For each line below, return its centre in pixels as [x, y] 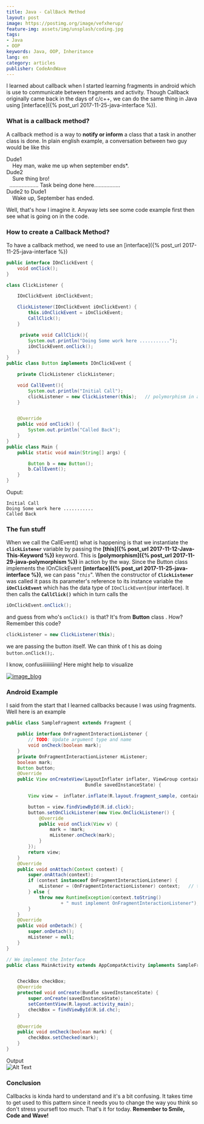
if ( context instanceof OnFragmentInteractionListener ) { [103, 880]
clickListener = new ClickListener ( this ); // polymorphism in [111, 396]
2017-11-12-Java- [172, 549]
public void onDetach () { [50, 926]
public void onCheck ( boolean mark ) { [65, 1032]
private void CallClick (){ [54, 335]
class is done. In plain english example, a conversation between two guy [97, 141]
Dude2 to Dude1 [26, 191]
